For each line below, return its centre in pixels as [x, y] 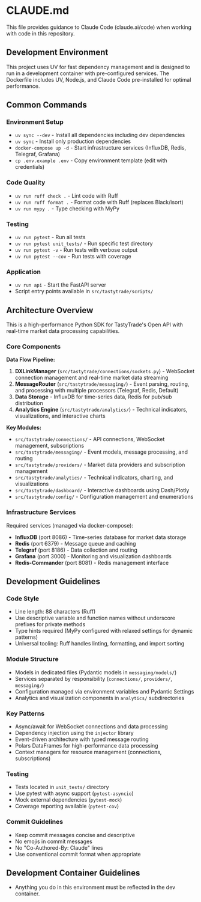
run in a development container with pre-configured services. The [88, 73]
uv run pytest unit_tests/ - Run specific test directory [84, 243]
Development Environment [57, 53]
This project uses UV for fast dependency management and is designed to [98, 67]
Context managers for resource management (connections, [88, 752]
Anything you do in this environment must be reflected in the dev [95, 888]
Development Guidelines [53, 581]
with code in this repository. [40, 33]
